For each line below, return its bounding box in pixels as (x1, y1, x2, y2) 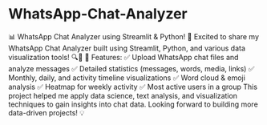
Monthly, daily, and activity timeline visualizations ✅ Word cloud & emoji (8, 73, 246, 83)
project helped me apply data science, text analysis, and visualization (8, 91, 238, 100)
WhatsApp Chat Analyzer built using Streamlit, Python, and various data (8, 43, 246, 53)
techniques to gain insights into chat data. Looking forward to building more (8, 99, 258, 109)
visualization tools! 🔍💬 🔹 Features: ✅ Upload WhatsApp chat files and (8, 52, 239, 62)
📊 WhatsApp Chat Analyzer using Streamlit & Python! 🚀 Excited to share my (8, 31, 259, 41)
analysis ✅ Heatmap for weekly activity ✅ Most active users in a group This (8, 82, 258, 91)
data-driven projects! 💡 (8, 107, 85, 117)
